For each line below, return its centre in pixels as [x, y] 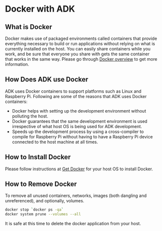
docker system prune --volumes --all [43, 214]
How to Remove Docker [41, 184]
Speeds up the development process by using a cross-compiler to [78, 132]
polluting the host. [30, 116]
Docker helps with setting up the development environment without [79, 111]
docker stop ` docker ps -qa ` [34, 210]
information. [17, 64]
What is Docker [29, 27]
